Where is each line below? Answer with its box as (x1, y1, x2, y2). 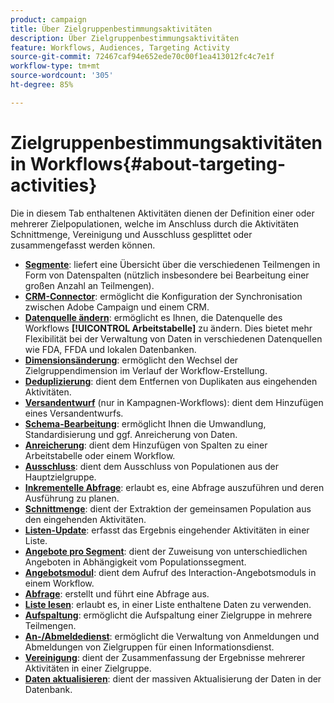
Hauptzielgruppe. (24, 471, 97, 483)
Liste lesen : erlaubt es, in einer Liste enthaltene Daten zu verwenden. (24, 598, 312, 610)
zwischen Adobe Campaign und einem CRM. (24, 301, 210, 313)
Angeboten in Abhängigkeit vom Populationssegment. (24, 556, 247, 568)
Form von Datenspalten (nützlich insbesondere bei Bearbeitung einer (24, 269, 310, 281)
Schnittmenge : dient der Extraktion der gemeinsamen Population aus (24, 502, 312, 515)
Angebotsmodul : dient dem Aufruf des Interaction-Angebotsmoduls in (24, 566, 317, 578)
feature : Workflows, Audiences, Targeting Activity (10, 42, 230, 53)
